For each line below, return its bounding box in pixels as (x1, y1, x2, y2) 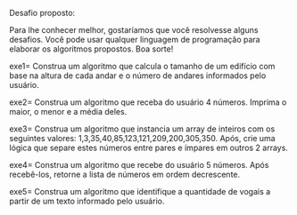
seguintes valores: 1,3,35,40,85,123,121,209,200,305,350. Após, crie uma (9, 133, 276, 143)
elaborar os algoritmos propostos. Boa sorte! (9, 44, 174, 54)
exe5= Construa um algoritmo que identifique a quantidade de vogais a (9, 187, 271, 196)
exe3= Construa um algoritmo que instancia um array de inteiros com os (9, 123, 276, 134)
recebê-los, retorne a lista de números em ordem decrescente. (9, 169, 241, 179)
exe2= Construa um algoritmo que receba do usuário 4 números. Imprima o (9, 97, 287, 107)
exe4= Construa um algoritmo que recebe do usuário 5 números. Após (9, 160, 269, 170)
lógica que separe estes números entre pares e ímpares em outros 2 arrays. (9, 142, 288, 153)
